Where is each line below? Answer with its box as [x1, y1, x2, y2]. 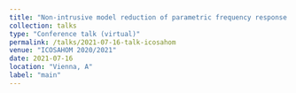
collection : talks [9, 21, 77, 30]
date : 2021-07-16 [9, 54, 74, 63]
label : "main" [9, 71, 62, 80]
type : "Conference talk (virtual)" [9, 29, 141, 38]
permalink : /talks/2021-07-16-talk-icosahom [9, 37, 176, 47]
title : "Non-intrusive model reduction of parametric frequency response [9, 12, 288, 22]
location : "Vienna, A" [9, 63, 93, 72]
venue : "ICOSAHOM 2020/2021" [9, 46, 117, 55]
